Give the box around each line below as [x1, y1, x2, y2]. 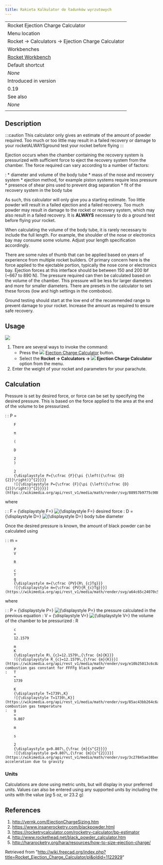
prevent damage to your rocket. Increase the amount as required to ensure [5, 303, 154, 309]
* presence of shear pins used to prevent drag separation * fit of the [5, 182, 142, 188]
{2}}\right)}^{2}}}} [5, 478, 47, 482]
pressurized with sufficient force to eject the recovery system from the [5, 157, 147, 163]
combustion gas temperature [5, 704, 62, 709]
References [5, 806, 41, 814]
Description [5, 120, 41, 128]
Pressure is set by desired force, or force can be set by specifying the [5, 393, 145, 399]
